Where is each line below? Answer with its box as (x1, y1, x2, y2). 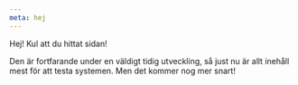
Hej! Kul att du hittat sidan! (9, 38, 107, 49)
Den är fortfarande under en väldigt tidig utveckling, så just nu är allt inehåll (9, 55, 290, 66)
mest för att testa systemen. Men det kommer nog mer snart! (9, 65, 237, 76)
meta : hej (9, 13, 47, 23)
